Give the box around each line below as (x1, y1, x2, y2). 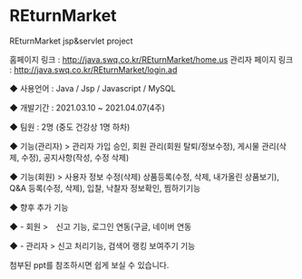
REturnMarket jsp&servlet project (9, 35, 133, 46)
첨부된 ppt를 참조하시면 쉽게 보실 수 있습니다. (9, 259, 170, 270)
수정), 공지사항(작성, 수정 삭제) (21, 151, 130, 163)
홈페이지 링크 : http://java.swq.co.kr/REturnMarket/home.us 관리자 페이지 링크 (9, 53, 294, 64)
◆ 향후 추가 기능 (9, 201, 69, 213)
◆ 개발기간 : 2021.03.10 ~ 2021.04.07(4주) (9, 101, 165, 113)
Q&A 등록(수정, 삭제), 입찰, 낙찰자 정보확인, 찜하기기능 (9, 182, 201, 193)
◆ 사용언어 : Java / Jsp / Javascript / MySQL (9, 82, 176, 93)
